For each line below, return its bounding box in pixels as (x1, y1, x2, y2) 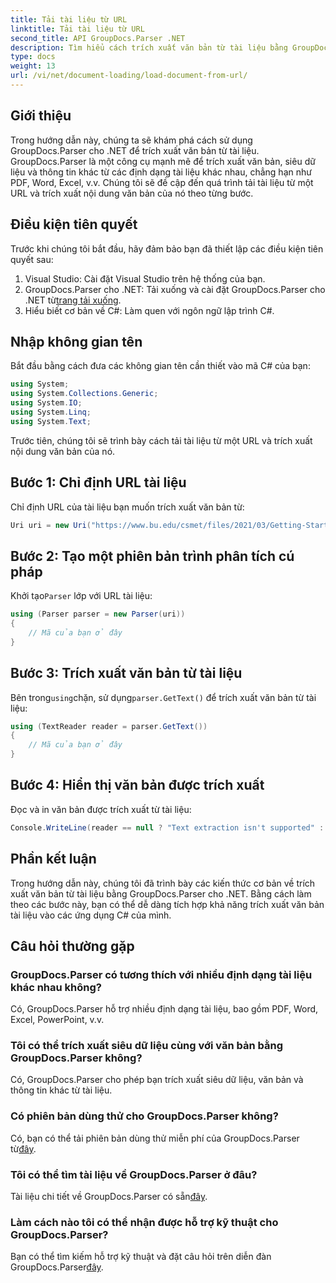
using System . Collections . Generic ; (10, 389, 159, 399)
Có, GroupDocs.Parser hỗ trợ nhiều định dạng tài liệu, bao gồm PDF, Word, (10, 1003, 319, 1015)
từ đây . (10, 1142, 37, 1155)
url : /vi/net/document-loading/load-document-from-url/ (10, 71, 248, 81)
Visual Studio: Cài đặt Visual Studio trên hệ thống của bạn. (24, 272, 266, 285)
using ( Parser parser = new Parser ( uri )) (10, 609, 186, 620)
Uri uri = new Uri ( (10, 520, 92, 530)
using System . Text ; (10, 416, 92, 426)
